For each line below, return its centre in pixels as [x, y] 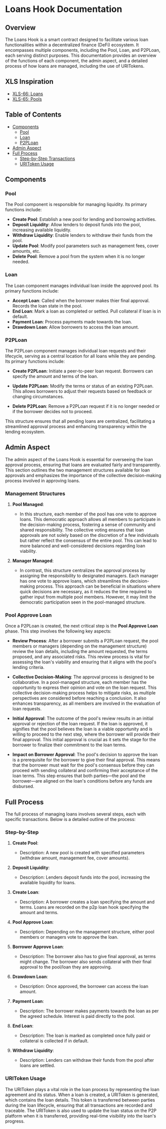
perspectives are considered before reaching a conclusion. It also [79, 698]
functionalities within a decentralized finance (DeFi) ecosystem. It [72, 45]
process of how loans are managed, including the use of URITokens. [75, 66]
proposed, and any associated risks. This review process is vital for [81, 657]
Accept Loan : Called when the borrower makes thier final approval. [81, 301]
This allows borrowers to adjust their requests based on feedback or [82, 391]
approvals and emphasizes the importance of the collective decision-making [83, 475]
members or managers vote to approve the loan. [69, 937]
